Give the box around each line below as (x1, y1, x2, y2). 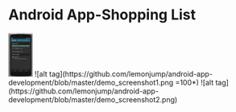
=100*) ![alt (175, 78, 214, 88)
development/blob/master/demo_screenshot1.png (8, 78, 174, 88)
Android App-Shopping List (8, 6, 196, 24)
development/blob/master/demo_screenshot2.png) (8, 95, 178, 105)
